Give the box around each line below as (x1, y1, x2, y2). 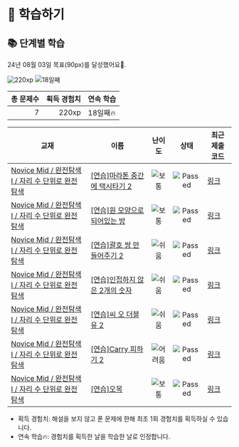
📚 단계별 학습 (7, 37, 65, 49)
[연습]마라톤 (90, 171, 129, 180)
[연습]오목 (90, 384, 123, 394)
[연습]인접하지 (90, 275, 137, 285)
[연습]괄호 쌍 (90, 240, 132, 250)
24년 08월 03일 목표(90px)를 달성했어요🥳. (7, 61, 127, 68)
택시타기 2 (99, 182, 132, 191)
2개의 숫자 (99, 285, 132, 295)
